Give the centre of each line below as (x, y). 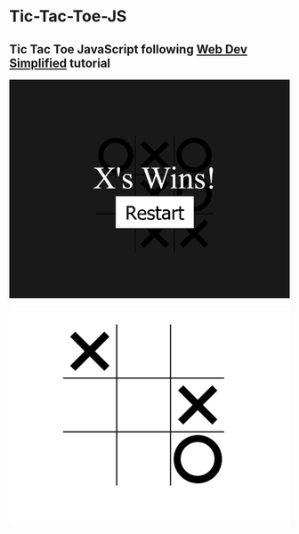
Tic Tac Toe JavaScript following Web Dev (128, 49)
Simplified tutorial (60, 63)
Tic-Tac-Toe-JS (68, 16)
